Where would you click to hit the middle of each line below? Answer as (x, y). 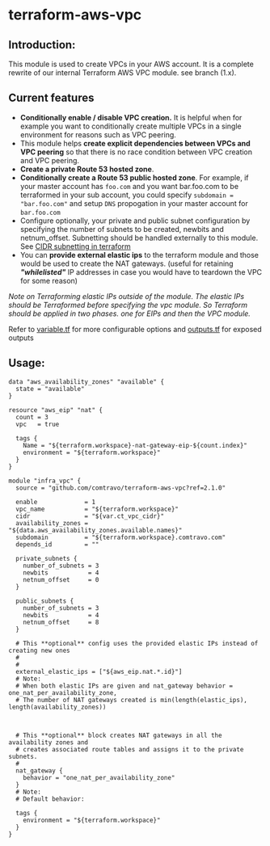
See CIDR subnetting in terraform (75, 246)
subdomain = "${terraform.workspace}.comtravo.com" (121, 537)
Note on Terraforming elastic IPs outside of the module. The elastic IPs (127, 296)
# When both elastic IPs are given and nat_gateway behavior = (124, 686)
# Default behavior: (50, 799)
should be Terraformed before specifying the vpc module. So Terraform (128, 305)
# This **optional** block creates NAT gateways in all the (119, 735)
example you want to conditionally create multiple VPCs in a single (131, 126)
